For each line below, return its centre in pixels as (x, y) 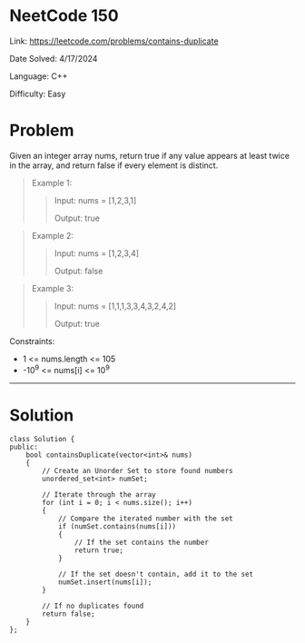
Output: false (79, 271)
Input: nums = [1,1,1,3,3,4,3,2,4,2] (115, 306)
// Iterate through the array (99, 495)
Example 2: (53, 235)
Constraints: (32, 341)
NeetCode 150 (64, 16)
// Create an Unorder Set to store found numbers (138, 471)
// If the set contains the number (141, 543)
